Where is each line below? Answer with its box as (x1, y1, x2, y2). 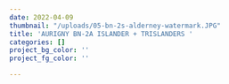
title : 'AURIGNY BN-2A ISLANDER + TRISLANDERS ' (9, 29, 193, 38)
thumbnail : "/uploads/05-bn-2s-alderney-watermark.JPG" (9, 21, 221, 30)
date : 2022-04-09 (9, 12, 74, 22)
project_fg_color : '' (9, 54, 90, 63)
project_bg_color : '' (9, 46, 90, 55)
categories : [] (9, 37, 66, 47)
